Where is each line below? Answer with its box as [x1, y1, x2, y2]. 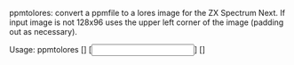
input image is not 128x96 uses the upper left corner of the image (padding [9, 17, 284, 28]
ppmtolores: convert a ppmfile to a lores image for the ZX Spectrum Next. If [9, 8, 286, 18]
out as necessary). [9, 27, 78, 37]
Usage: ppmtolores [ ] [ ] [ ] [9, 45, 206, 54]
